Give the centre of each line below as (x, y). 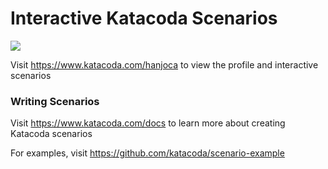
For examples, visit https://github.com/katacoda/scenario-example (147, 153)
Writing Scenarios (55, 101)
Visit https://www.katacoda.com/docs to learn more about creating (148, 123)
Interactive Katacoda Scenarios (144, 18)
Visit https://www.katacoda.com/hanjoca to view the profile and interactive (164, 64)
